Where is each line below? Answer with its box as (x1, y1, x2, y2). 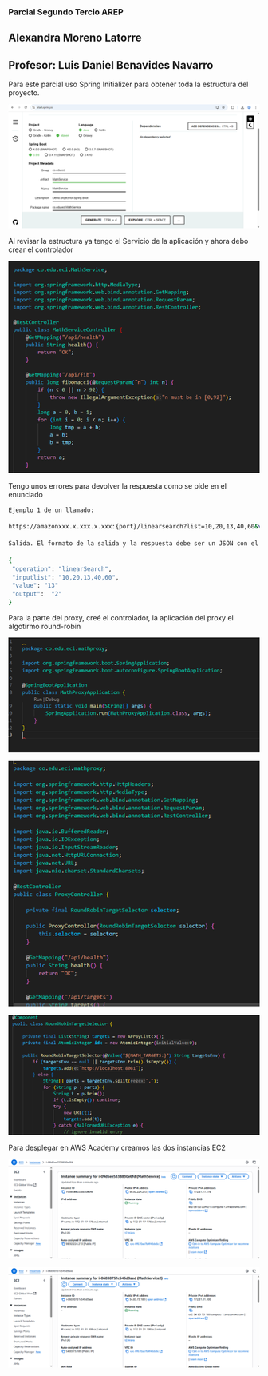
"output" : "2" (11, 590, 62, 598)
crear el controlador (8, 245, 74, 254)
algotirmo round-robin (8, 622, 81, 631)
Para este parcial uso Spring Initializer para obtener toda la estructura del (8, 79, 249, 90)
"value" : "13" (11, 582, 59, 590)
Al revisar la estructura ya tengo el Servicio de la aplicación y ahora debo (8, 237, 249, 246)
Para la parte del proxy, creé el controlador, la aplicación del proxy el (8, 613, 234, 622)
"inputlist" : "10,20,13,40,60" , (11, 573, 120, 581)
